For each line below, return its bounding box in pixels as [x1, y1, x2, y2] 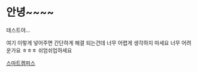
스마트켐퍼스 [6, 59, 36, 67]
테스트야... [6, 26, 31, 34]
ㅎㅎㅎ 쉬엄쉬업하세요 [22, 46, 72, 54]
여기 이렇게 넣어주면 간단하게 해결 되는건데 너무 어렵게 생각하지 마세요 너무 [6, 39, 181, 46]
